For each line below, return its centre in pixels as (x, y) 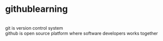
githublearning (37, 9)
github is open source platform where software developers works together (81, 33)
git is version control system (34, 28)
